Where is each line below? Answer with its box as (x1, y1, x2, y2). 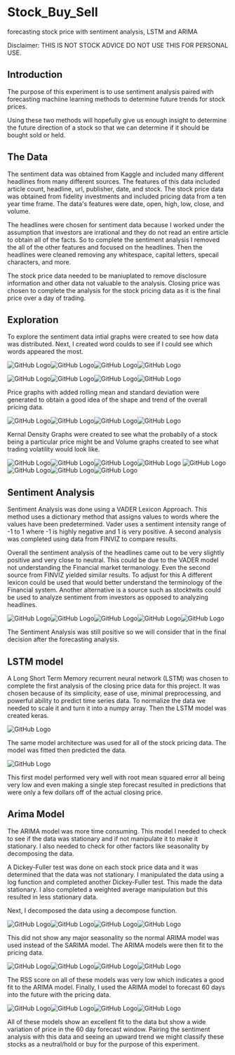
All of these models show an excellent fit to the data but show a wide (7, 1017, 206, 1026)
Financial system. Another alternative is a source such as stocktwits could (7, 586, 221, 594)
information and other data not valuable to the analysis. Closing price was (7, 278, 220, 287)
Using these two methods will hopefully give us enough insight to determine (7, 116, 227, 124)
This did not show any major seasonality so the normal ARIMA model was (7, 933, 220, 941)
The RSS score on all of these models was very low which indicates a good (7, 975, 224, 983)
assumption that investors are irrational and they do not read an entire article (7, 228, 229, 236)
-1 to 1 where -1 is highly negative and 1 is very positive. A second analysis (7, 527, 222, 536)
